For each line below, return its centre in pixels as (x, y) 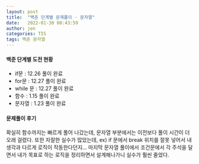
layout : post (22, 12)
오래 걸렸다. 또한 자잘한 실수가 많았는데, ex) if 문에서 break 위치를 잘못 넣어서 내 (99, 140)
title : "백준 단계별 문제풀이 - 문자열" (50, 17)
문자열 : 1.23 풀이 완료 (40, 103)
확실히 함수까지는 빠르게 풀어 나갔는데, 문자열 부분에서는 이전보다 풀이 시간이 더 (98, 132)
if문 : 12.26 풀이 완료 (39, 74)
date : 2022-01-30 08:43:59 (42, 23)
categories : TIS (26, 34)
